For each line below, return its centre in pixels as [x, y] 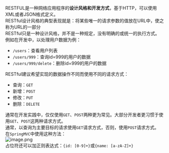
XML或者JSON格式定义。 [32, 14]
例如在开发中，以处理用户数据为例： [43, 40]
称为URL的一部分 [23, 27]
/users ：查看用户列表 [35, 51]
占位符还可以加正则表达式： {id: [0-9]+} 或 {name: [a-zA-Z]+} [69, 145]
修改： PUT [23, 98]
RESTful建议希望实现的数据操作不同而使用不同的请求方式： [67, 74]
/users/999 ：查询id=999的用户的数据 [52, 57]
